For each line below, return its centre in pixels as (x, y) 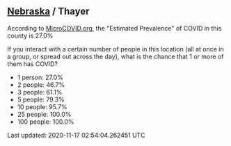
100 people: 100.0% (46, 122)
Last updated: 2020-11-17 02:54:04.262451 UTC (76, 135)
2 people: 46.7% (41, 84)
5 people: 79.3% (41, 99)
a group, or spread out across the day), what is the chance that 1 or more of (115, 56)
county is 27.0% (30, 35)
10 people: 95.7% (42, 106)
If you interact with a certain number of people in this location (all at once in (115, 49)
